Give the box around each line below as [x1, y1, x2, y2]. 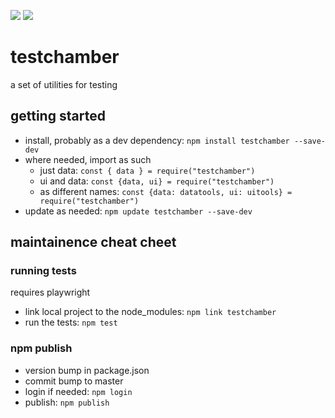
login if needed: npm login [24, 385, 133, 397]
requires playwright [10, 286, 91, 299]
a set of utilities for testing [10, 78, 118, 90]
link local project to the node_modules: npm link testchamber [24, 306, 277, 318]
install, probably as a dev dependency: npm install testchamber [24, 134, 290, 146]
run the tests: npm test [24, 316, 118, 329]
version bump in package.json [24, 364, 150, 376]
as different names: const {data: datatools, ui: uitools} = [39, 185, 293, 197]
